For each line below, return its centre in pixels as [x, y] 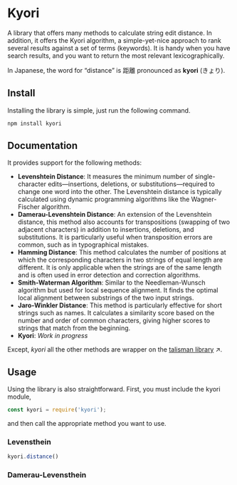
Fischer [29, 207]
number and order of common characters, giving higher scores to [114, 321]
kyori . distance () [33, 457]
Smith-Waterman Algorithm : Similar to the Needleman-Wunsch [111, 282]
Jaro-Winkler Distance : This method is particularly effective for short [120, 305]
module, [20, 397]
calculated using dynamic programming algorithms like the [104, 199]
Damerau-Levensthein [47, 475]
